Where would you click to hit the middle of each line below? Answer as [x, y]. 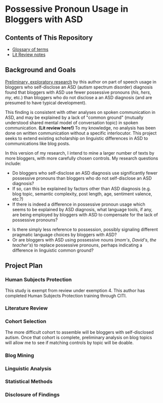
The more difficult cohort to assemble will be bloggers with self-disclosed [80, 332]
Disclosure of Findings [32, 395]
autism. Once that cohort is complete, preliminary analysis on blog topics [79, 337]
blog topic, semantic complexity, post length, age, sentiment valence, [82, 194]
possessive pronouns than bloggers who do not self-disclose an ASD [82, 178]
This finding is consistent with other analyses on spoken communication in [80, 112]
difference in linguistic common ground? [53, 250]
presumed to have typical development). [46, 103]
